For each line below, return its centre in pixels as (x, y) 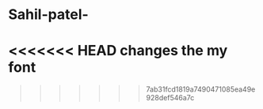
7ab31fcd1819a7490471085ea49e (201, 89)
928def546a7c (170, 98)
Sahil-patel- (48, 15)
